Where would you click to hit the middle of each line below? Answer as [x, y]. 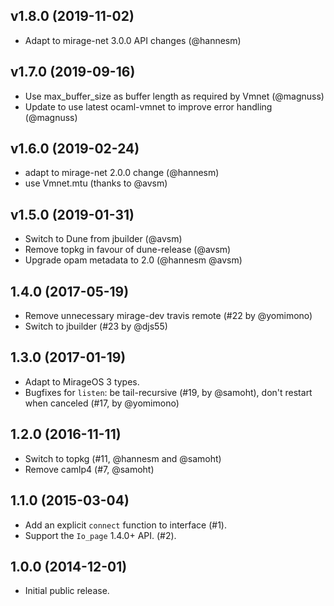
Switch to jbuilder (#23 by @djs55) [96, 326]
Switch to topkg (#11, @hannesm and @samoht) [123, 458]
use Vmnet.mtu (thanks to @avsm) [96, 183]
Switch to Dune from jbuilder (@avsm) [103, 239]
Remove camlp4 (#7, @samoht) [89, 469]
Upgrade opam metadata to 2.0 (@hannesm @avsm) [133, 260]
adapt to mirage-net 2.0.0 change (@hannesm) [122, 173]
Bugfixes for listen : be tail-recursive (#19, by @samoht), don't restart [168, 392]
